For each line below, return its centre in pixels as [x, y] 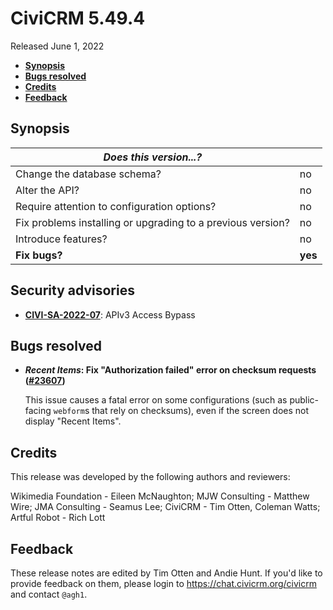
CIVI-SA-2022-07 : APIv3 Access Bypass [110, 314]
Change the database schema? [88, 174]
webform [69, 412]
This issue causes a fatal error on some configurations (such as [156, 400]
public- [304, 400]
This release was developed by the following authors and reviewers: [150, 477]
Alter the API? [47, 190]
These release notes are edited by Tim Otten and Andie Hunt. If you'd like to [166, 573]
